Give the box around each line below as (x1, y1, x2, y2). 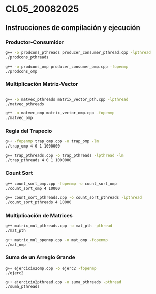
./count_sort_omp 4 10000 (5, 186, 60, 191)
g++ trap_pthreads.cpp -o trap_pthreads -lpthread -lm (5, 153, 124, 158)
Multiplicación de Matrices (5, 212, 73, 219)
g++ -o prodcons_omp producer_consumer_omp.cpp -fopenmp (5, 64, 129, 69)
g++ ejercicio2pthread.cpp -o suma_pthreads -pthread (5, 279, 122, 285)
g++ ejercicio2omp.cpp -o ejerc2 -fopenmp (5, 266, 97, 271)
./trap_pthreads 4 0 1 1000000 (5, 158, 72, 163)
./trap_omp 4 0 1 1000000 (5, 143, 60, 149)
